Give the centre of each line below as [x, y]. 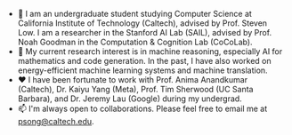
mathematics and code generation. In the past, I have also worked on [144, 61]
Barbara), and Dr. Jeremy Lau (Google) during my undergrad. [130, 99]
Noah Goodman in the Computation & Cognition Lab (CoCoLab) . [135, 42]
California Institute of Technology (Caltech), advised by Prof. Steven [142, 23]
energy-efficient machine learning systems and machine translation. [143, 70]
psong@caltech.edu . [56, 121]
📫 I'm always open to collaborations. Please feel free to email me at [142, 108]
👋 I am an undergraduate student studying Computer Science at [134, 14]
